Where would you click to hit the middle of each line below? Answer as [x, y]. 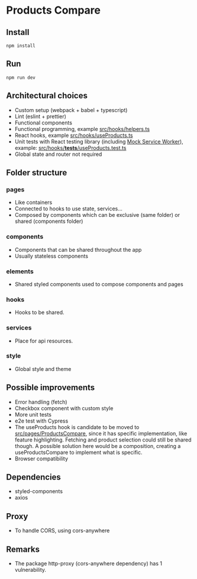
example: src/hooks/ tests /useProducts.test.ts [70, 148]
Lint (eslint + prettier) [41, 116]
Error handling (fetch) [41, 402]
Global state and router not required [58, 154]
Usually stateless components [51, 256]
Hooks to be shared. [39, 312]
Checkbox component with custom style [64, 408]
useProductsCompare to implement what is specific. [78, 452]
